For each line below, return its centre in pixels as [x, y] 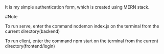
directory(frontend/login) [30, 46]
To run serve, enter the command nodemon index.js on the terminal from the [82, 26]
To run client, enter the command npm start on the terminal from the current [82, 41]
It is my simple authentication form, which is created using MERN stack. [77, 7]
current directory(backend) [33, 31]
